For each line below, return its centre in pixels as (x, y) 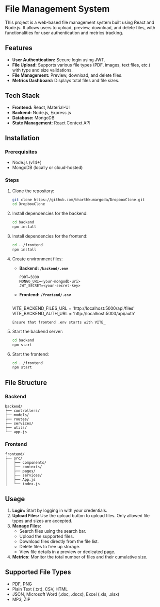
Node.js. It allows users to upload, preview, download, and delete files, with (80, 27)
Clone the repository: (33, 191)
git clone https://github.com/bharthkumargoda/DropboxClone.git (78, 200)
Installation (22, 138)
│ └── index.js (23, 484)
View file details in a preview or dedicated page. (67, 552)
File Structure (26, 382)
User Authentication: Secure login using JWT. (59, 60)
